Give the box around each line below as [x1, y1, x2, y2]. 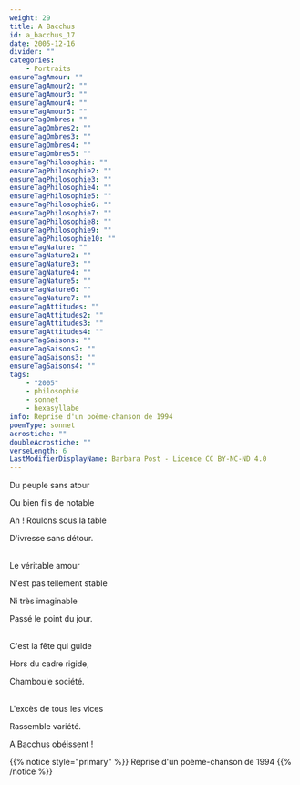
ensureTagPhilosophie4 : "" [9, 183, 112, 193]
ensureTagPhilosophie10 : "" [9, 234, 117, 243]
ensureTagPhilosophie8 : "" [9, 216, 112, 226]
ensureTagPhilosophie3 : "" [9, 174, 112, 183]
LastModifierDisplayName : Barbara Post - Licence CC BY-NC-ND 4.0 [9, 455, 267, 464]
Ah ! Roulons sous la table [9, 515, 107, 526]
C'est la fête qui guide [9, 641, 93, 652]
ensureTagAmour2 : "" [9, 81, 88, 90]
